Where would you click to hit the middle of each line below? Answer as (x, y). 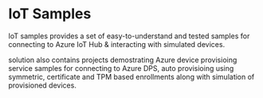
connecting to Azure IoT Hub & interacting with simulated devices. (117, 44)
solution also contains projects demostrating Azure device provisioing (123, 60)
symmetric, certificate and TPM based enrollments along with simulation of (131, 76)
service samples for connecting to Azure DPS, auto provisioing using (121, 68)
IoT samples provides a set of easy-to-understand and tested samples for (129, 36)
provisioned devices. (43, 85)
